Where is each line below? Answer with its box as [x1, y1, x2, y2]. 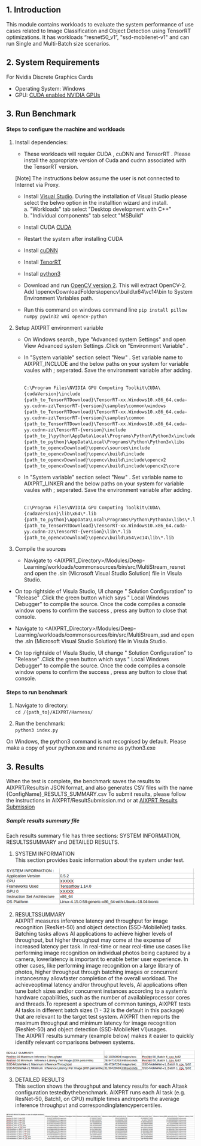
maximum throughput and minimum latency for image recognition [14, 1019, 176, 1026]
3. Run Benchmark [6, 109, 77, 119]
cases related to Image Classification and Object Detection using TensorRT [6, 27, 191, 34]
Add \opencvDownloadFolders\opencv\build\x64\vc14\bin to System [23, 288, 193, 296]
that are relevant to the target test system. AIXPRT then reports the [14, 1013, 180, 1020]
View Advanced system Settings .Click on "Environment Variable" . [23, 342, 188, 350]
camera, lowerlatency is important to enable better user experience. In [14, 956, 188, 963]
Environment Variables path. [23, 294, 94, 302]
